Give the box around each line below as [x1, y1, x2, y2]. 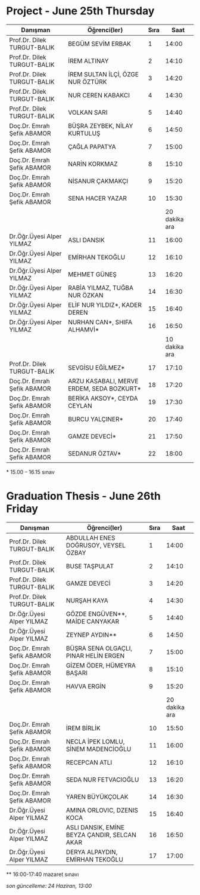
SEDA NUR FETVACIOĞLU [65, 775, 139, 783]
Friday [6, 502, 39, 516]
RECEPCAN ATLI [65, 758, 112, 767]
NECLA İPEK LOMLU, [65, 737, 125, 746]
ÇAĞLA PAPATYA [68, 142, 116, 150]
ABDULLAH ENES [65, 533, 115, 542]
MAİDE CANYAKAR [65, 617, 120, 625]
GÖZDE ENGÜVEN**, [65, 610, 127, 618]
